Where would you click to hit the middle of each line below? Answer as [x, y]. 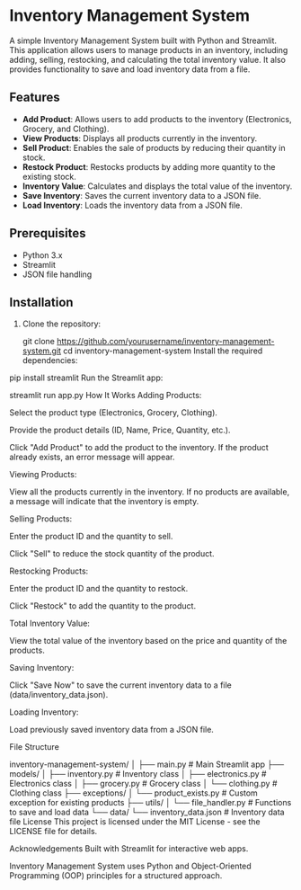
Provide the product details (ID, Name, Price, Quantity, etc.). [120, 430]
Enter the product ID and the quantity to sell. [91, 537]
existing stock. [49, 176]
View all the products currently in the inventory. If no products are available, [150, 492]
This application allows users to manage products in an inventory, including [149, 49]
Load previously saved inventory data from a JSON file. [111, 730]
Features [35, 98]
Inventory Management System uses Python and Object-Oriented [130, 866]
